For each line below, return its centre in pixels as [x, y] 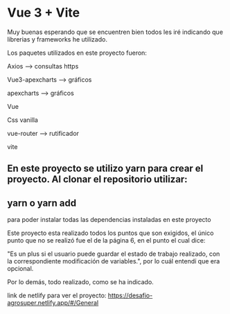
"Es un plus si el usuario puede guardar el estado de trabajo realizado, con [114, 254]
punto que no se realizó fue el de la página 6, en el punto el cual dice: [106, 241]
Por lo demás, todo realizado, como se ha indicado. [80, 282]
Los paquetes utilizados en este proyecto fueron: [77, 53]
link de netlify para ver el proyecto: [57, 295]
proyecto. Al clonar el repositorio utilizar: [98, 179]
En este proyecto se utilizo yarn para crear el [105, 169]
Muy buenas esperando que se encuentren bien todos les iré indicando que [115, 32]
